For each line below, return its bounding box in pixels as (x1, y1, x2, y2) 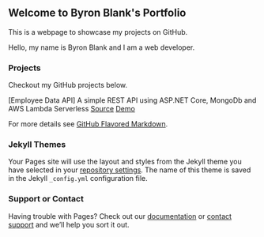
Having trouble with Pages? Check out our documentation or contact (8, 211, 232, 220)
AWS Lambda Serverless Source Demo (8, 104, 136, 114)
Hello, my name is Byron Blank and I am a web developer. (8, 43, 195, 52)
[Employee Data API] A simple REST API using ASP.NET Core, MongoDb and (8, 96, 257, 105)
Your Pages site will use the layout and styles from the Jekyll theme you (8, 157, 243, 167)
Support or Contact (8, 194, 85, 205)
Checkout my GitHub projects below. (8, 81, 128, 90)
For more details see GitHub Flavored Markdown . (8, 119, 168, 129)
